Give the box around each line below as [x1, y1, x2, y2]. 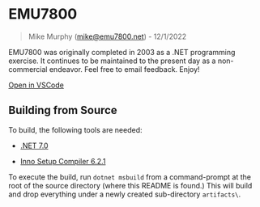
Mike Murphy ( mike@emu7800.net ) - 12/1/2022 [28, 32, 187, 41]
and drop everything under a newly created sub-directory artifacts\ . [8, 189, 241, 199]
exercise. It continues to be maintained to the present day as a [8, 56, 216, 65]
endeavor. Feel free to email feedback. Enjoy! [49, 64, 200, 74]
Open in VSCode [8, 80, 65, 90]
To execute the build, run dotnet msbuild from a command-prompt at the [8, 171, 251, 182]
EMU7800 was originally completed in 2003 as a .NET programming [8, 47, 236, 57]
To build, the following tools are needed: [8, 125, 143, 134]
